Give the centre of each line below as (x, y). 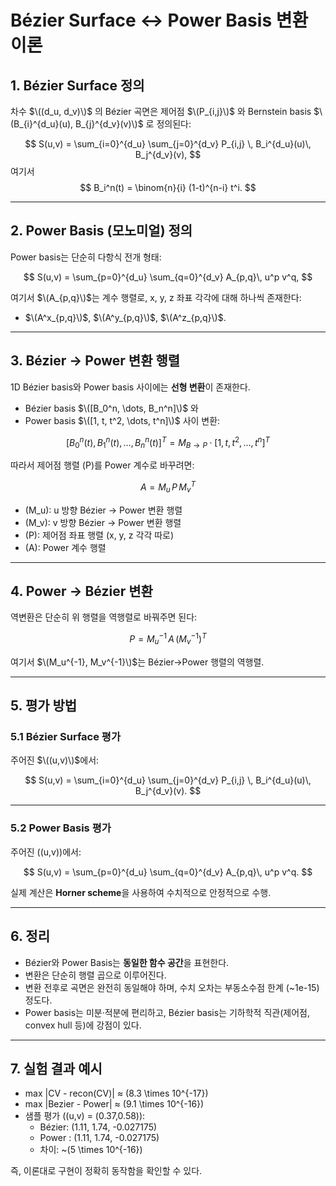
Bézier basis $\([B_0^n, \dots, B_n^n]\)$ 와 (111, 408)
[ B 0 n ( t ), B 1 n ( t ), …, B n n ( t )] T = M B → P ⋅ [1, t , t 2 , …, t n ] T (168, 442)
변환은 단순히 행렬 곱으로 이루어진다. (95, 975)
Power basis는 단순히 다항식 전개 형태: (86, 257)
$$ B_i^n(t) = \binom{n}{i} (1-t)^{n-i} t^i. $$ (168, 187)
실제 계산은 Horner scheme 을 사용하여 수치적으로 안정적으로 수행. (141, 892)
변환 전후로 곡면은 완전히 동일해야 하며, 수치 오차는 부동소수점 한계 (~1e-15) (172, 987)
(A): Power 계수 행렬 (65, 547)
